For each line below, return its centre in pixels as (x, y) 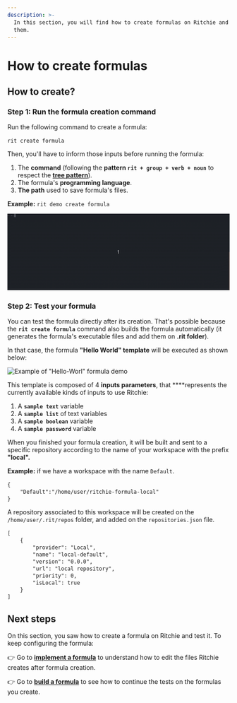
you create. (24, 692)
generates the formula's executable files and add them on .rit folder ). (108, 336)
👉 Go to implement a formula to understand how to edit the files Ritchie (113, 658)
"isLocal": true (56, 583)
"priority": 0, (55, 576)
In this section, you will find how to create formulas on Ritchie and (121, 22)
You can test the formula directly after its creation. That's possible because (116, 321)
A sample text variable (50, 406)
